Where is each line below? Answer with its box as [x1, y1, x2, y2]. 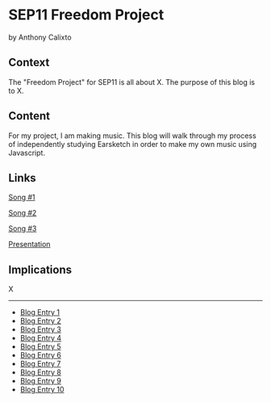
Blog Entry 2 [19, 316, 62, 326]
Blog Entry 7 [19, 359, 61, 369]
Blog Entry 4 [19, 333, 62, 343]
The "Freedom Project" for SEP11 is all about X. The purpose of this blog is [8, 77, 256, 86]
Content [8, 109, 51, 123]
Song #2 [8, 208, 37, 218]
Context [8, 56, 50, 69]
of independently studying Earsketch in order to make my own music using [8, 139, 257, 149]
